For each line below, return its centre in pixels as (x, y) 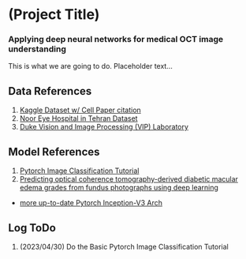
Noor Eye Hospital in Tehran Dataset (78, 118)
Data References (50, 91)
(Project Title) (54, 15)
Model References (54, 152)
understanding (37, 49)
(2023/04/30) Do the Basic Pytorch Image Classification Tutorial (124, 246)
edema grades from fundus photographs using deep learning (119, 188)
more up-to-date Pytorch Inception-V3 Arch (91, 203)
